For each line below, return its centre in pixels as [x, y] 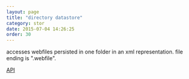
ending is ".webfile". [31, 58]
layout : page [23, 12]
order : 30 [19, 35]
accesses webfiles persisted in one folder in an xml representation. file [95, 52]
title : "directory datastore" [45, 18]
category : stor [26, 23]
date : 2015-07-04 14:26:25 [40, 29]
